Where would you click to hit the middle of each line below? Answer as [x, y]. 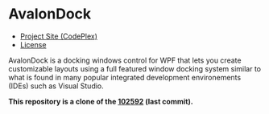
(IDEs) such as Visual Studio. [56, 86]
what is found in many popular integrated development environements [125, 77]
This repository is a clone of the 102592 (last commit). [101, 101]
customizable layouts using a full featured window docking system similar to [135, 68]
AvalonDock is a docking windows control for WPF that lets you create [125, 60]
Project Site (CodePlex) [59, 36]
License [33, 44]
